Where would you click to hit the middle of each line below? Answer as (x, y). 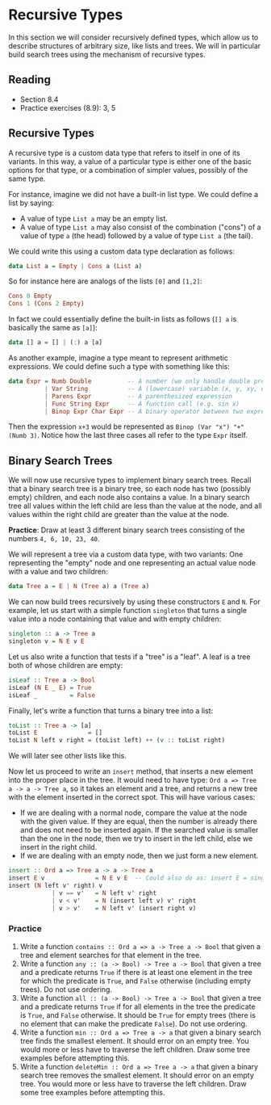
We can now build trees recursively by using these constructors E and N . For (134, 602)
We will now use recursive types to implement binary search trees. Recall (130, 480)
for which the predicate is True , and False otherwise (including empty (135, 981)
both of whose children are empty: (66, 665)
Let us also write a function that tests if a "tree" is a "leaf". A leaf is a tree (129, 657)
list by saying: (31, 203)
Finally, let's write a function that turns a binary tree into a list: (111, 710)
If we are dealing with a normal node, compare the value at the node (133, 813)
